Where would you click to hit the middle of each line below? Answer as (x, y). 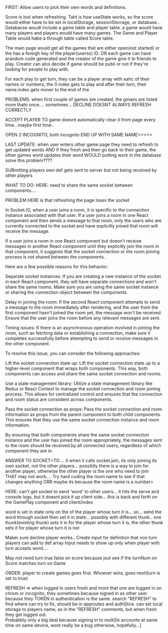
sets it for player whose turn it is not (42, 528)
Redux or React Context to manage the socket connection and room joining (83, 389)
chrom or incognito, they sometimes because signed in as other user (76, 593)
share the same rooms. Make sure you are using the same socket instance (82, 287)
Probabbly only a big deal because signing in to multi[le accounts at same (81, 620)
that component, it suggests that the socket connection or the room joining (82, 252)
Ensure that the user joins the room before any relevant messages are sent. (83, 318)
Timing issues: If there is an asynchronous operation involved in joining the (82, 328)
